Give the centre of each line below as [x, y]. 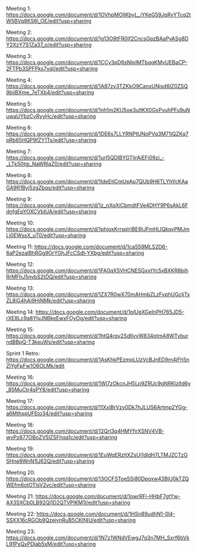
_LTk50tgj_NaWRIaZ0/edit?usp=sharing [54, 164]
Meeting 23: [21, 531]
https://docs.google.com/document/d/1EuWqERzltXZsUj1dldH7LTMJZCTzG [97, 455]
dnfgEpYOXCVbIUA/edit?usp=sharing [51, 211]
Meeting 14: [20, 312]
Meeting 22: [21, 514]
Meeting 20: [21, 472]
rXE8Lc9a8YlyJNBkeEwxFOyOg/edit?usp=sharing [67, 318]
